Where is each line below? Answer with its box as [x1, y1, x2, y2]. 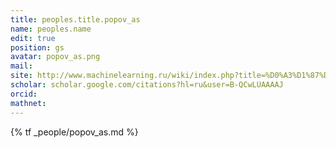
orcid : [10, 89, 38, 99]
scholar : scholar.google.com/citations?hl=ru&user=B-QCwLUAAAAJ [10, 80, 284, 90]
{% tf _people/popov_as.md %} [10, 126, 139, 138]
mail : [10, 61, 33, 71]
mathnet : [10, 98, 47, 108]
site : [10, 71, 33, 81]
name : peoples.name [10, 24, 92, 34]
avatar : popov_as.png [10, 52, 101, 62]
